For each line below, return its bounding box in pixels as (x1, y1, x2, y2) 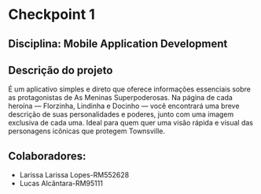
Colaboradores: (8, 149, 86, 162)
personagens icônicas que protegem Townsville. (8, 126, 165, 136)
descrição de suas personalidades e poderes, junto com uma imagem (8, 110, 234, 119)
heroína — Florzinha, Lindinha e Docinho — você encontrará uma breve (8, 101, 240, 111)
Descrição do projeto (8, 63, 113, 76)
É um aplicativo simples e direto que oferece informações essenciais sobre (8, 84, 252, 94)
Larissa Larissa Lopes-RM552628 (19, 170, 130, 180)
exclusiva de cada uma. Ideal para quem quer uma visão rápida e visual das (8, 118, 254, 128)
